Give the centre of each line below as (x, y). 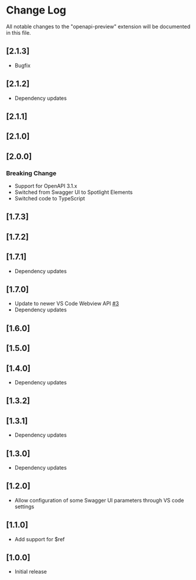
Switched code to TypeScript (50, 199)
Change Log (36, 10)
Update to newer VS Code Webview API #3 (67, 304)
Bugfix (23, 65)
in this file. (18, 32)
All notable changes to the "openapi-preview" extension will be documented (98, 26)
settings (24, 507)
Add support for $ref (40, 539)
